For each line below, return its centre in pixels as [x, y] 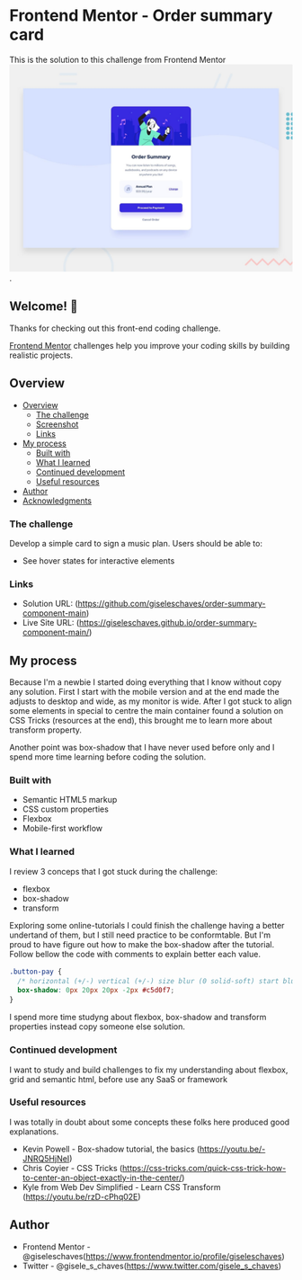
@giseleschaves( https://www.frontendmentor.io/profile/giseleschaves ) [153, 1256]
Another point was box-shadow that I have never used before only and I [142, 748]
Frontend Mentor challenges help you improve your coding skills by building [150, 345]
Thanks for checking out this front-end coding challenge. [115, 328]
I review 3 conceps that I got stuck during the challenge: [114, 871]
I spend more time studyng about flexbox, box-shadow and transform [138, 1018]
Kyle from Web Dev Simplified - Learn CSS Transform [121, 1187]
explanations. [34, 1131]
